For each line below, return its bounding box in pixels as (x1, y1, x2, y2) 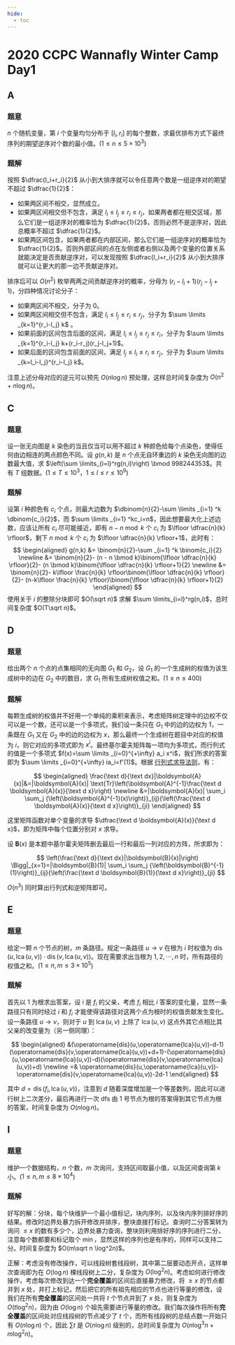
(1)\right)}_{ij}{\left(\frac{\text (10, 869, 94, 877)
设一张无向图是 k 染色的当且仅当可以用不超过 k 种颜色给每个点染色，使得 (7, 442, 218, 450)
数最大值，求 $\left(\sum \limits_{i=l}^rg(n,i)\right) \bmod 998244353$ (7, 460, 210, 468)
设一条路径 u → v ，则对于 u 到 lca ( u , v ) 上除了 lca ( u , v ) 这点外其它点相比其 (7, 1018, 222, 1026)
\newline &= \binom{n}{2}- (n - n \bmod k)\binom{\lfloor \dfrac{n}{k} (18, 553, 217, 562)
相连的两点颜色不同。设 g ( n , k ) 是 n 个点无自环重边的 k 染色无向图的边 (25, 450, 227, 459)
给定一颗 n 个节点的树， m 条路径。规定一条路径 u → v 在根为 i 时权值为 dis (7, 944, 222, 952)
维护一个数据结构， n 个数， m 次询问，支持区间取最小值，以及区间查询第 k (7, 1163, 222, 1172)
